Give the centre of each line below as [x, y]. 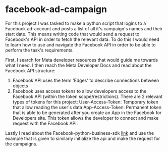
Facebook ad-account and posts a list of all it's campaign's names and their [84, 28]
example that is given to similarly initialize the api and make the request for [83, 138]
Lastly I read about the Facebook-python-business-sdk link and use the [80, 133]
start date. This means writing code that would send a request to [72, 34]
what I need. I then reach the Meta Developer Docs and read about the [78, 65]
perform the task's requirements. [40, 50]
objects [20, 86]
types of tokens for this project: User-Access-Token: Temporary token [86, 102]
